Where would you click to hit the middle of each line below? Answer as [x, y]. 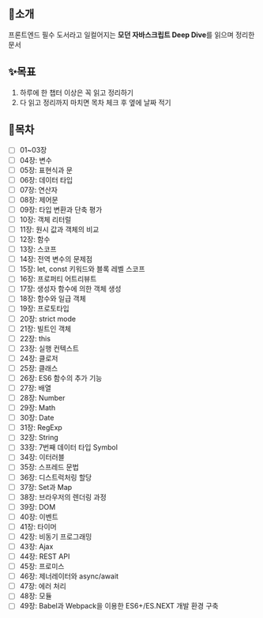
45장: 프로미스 [42, 567]
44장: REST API [45, 556]
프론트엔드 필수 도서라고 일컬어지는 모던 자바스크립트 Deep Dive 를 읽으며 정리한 [131, 35]
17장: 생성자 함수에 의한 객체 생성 [70, 289]
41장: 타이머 [38, 526]
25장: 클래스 [39, 368]
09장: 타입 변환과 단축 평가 [61, 209]
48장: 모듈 [36, 596]
